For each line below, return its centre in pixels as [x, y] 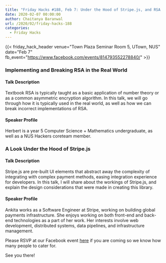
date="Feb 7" [19, 52]
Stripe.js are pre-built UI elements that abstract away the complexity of [78, 172]
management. [19, 231]
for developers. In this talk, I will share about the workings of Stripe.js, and [81, 182]
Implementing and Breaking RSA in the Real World [66, 70]
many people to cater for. [31, 246]
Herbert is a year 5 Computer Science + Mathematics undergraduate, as [79, 131]
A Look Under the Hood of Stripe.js [48, 149]
